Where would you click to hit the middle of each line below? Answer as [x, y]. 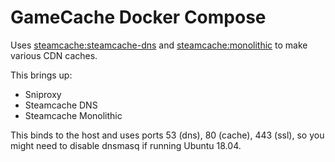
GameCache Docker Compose [138, 17]
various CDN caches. [54, 55]
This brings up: [41, 75]
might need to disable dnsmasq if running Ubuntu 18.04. [126, 145]
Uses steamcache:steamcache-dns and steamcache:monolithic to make [159, 45]
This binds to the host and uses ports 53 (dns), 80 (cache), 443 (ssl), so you [167, 135]
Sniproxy [43, 94]
